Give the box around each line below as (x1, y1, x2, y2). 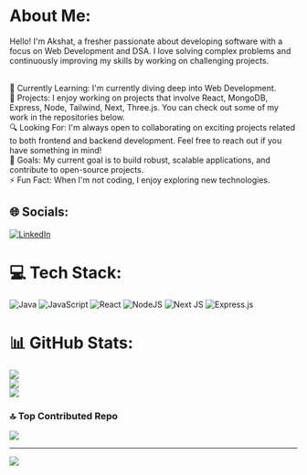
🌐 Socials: (9, 205, 69, 220)
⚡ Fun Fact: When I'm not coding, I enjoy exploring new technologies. (9, 174, 270, 185)
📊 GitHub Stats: (9, 332, 134, 353)
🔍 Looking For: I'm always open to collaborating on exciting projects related (9, 121, 295, 132)
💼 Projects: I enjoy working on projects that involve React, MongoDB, (9, 92, 269, 103)
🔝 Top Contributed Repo (9, 409, 119, 422)
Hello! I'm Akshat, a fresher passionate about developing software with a (9, 36, 283, 47)
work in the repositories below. (9, 111, 126, 122)
